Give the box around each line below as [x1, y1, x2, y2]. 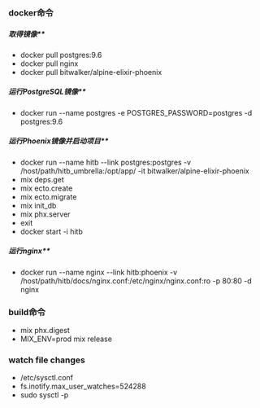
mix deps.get [19, 174, 65, 184]
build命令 [8, 306, 46, 318]
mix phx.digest [19, 326, 71, 336]
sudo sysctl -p [19, 390, 69, 400]
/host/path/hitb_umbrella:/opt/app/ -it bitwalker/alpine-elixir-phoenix [19, 165, 249, 176]
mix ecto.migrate [19, 191, 77, 201]
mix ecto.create [19, 183, 73, 193]
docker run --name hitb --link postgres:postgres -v [19, 157, 192, 167]
